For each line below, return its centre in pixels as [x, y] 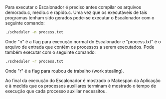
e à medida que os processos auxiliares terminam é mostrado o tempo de [81, 86]
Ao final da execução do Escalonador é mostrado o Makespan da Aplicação [83, 80]
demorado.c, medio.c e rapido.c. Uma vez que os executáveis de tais [76, 12]
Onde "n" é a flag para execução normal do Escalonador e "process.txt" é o [83, 41]
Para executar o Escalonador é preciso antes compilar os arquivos [73, 7]
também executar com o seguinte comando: [51, 52]
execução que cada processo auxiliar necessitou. [56, 91]
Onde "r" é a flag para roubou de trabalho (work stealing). [65, 71]
